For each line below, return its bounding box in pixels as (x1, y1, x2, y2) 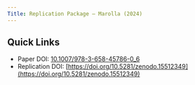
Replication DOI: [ (17, 63, 69, 71)
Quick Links (7, 37, 60, 48)
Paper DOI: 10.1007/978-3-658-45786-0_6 (17, 55, 140, 63)
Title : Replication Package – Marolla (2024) (7, 10, 142, 18)
